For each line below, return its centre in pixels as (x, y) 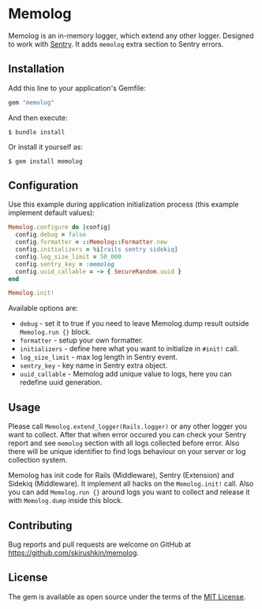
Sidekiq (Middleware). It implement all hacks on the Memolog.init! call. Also (131, 484)
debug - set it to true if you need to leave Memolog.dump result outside (134, 323)
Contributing (40, 526)
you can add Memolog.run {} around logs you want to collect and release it (129, 492)
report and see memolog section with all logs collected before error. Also (124, 443)
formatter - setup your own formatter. (81, 340)
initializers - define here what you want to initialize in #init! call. (129, 349)
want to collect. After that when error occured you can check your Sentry (127, 435)
